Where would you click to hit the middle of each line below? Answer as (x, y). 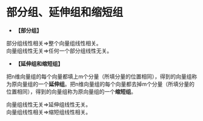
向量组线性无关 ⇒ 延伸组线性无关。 (49, 104)
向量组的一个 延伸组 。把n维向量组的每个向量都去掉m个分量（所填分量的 (106, 84)
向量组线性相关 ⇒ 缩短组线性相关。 (49, 112)
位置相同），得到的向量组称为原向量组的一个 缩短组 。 (71, 91)
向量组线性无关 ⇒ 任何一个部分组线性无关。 (59, 51)
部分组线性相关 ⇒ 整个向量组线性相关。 (54, 43)
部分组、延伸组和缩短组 (65, 12)
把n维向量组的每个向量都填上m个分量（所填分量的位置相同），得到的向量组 (99, 76)
